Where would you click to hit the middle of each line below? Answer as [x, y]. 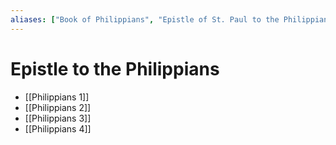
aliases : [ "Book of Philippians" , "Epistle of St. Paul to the [145, 19]
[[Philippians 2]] [58, 107]
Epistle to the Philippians [115, 68]
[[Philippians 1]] [57, 97]
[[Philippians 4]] [58, 128]
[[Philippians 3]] [58, 118]
